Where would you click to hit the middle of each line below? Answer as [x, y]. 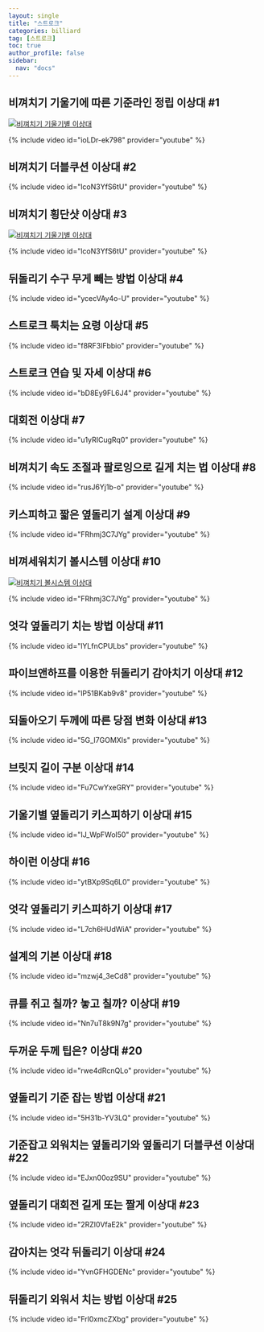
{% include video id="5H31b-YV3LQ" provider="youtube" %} [109, 1118]
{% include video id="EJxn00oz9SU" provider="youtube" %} [110, 1177]
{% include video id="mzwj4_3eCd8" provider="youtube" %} [110, 976]
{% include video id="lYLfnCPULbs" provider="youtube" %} [108, 645]
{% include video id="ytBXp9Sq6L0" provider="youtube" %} [109, 881]
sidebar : [23, 61]
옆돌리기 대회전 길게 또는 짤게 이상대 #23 [104, 1205]
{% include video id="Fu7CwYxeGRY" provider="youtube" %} [111, 788]
